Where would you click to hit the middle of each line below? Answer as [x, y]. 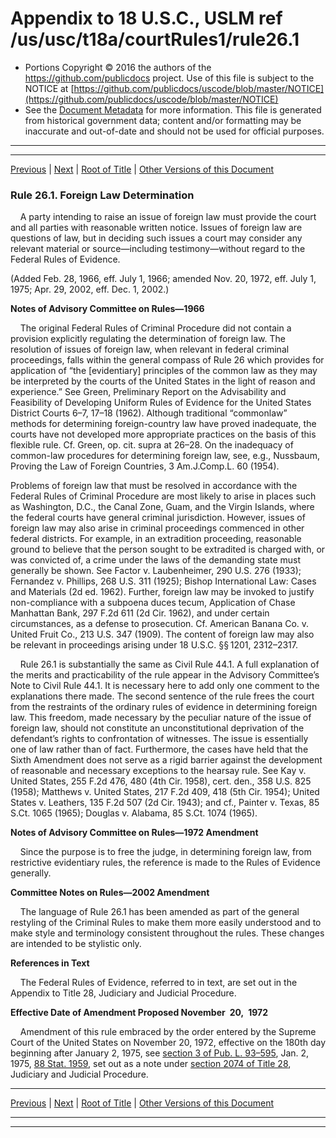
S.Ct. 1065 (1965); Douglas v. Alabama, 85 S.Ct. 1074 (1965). [134, 813]
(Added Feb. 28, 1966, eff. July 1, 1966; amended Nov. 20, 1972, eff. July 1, [163, 279]
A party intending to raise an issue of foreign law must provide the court [168, 217]
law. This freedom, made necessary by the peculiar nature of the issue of [161, 718]
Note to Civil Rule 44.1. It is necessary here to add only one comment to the [165, 686]
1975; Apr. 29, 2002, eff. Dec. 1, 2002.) [90, 289]
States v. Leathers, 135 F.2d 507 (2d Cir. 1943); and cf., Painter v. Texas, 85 [165, 803]
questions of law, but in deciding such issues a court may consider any [156, 238]
